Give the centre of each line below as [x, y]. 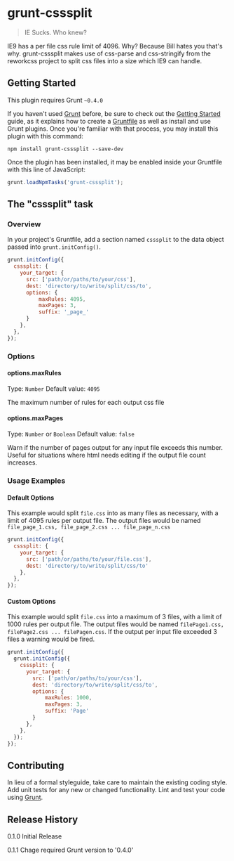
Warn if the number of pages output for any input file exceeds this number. [115, 448]
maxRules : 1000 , [68, 698]
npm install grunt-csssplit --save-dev [66, 149]
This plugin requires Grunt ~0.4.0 [55, 100]
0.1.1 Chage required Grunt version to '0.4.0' [70, 850]
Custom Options [32, 601]
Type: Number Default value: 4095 [54, 389]
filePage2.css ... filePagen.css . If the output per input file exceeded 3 [112, 632]
